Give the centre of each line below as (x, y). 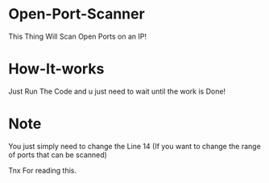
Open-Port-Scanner (77, 14)
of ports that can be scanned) (58, 155)
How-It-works (56, 69)
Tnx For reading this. (43, 170)
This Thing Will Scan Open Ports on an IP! (78, 36)
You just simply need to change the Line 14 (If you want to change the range (135, 146)
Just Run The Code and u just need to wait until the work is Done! (117, 91)
